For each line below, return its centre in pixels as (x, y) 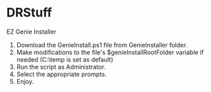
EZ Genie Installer (31, 32)
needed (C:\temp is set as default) (65, 59)
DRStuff (29, 13)
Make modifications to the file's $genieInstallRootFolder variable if (110, 52)
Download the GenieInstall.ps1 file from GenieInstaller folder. (102, 45)
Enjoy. (25, 81)
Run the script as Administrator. (61, 67)
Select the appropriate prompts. (62, 74)
